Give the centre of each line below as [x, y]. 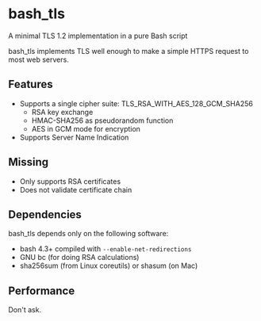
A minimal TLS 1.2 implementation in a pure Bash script [98, 36]
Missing [29, 162]
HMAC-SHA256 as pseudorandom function [102, 120]
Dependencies [45, 214]
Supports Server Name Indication [74, 137]
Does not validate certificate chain [76, 189]
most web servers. [38, 59]
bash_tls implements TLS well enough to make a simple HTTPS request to [129, 51]
